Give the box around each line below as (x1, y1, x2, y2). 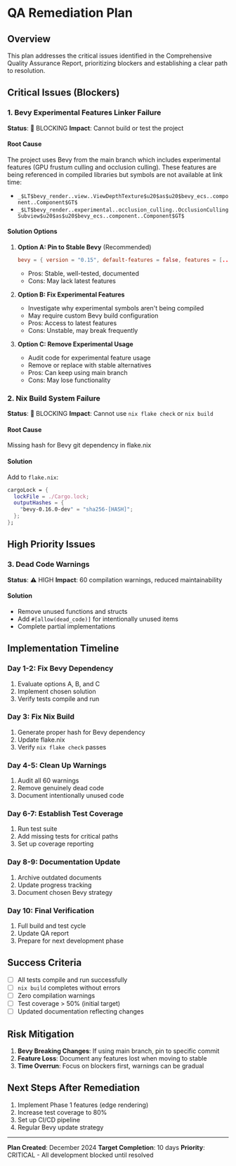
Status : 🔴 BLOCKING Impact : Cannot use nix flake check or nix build (7, 410, 214, 418)
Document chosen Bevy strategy (17, 888, 113, 896)
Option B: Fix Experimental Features (17, 290, 125, 299)
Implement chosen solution (17, 687, 96, 695)
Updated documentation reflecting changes (17, 1007, 144, 1016)
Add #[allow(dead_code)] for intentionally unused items (17, 615, 179, 623)
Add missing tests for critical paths (17, 832, 119, 841)
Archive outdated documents (17, 873, 102, 882)
